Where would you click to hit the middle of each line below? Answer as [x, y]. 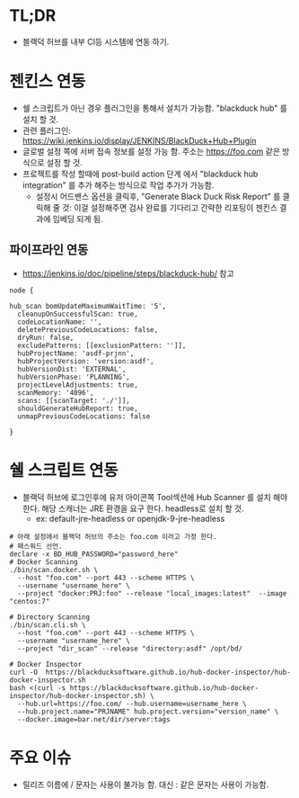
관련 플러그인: [47, 130]
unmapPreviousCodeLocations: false [84, 416]
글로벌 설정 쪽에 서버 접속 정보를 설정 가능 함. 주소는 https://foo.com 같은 [151, 151]
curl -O [24, 672]
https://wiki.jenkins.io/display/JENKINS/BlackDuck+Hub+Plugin [139, 140]
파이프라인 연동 [49, 250]
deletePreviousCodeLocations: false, [88, 329]
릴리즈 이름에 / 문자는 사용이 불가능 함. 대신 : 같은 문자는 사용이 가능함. [145, 785]
